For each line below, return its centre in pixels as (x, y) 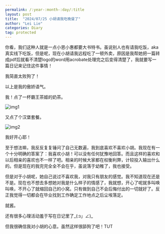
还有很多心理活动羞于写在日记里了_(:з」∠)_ (49, 216)
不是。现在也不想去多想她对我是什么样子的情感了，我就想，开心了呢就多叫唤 (82, 183)
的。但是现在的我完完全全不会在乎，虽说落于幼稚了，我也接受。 (69, 166)
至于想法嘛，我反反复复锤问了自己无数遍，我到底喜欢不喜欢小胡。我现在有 (80, 148)
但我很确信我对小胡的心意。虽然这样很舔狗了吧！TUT (59, 226)
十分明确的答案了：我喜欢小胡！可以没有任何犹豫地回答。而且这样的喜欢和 (84, 154)
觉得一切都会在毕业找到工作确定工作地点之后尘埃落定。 (69, 195)
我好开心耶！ (18, 137)
